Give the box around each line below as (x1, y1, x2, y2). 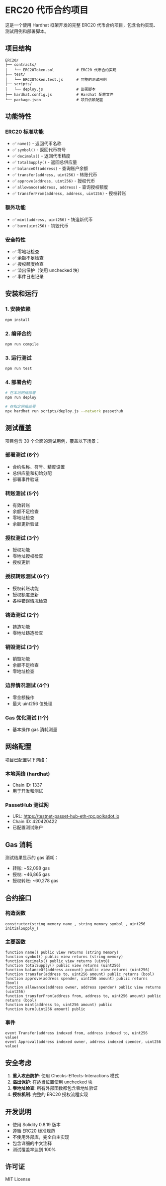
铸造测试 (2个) (5, 611, 39, 618)
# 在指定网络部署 (5, 404, 36, 409)
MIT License (5, 1176, 31, 1182)
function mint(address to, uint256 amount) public (5, 1003, 112, 1008)
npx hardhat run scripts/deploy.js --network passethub (5, 408, 123, 414)
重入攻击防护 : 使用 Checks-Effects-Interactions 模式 (12, 1073, 119, 1079)
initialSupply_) (5, 926, 39, 931)
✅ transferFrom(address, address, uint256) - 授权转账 (12, 190, 127, 196)
